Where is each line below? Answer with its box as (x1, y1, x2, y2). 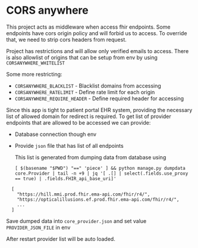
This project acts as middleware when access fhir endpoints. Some (6, 23, 171, 30)
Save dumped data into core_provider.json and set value (6, 217, 147, 224)
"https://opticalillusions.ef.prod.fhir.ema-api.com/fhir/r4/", (17, 196, 180, 203)
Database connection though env (14, 131, 97, 138)
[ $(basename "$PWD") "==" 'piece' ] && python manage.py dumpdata (14, 165, 186, 171)
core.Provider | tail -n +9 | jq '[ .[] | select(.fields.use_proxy (14, 170, 188, 176)
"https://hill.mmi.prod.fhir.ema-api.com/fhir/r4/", (17, 191, 150, 197)
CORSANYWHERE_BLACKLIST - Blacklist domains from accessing (14, 82, 162, 89)
